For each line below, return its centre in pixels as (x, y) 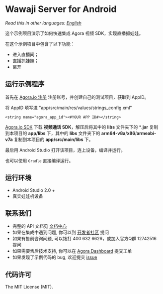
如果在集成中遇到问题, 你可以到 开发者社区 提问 (61, 232)
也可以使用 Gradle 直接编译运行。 (39, 160)
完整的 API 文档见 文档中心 (40, 226)
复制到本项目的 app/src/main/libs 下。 (53, 139)
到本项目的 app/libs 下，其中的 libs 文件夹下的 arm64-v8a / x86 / (71, 133)
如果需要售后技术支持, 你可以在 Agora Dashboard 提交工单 (72, 251)
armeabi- (146, 133)
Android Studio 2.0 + (34, 190)
